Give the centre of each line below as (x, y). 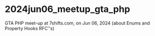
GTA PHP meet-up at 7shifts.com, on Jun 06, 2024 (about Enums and (77, 23)
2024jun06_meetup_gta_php (68, 9)
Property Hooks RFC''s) (29, 28)
